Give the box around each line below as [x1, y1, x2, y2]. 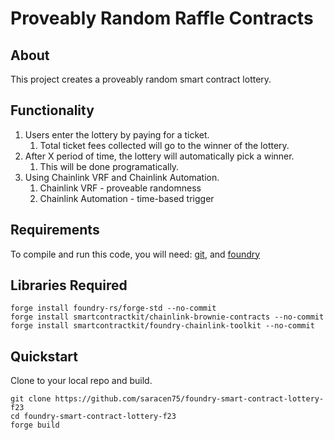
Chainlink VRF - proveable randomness [39, 182, 202, 194]
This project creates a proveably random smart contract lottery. [10, 73, 272, 85]
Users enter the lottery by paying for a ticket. [24, 128, 210, 141]
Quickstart [10, 348, 79, 365]
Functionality [10, 102, 95, 119]
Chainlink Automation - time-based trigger [39, 192, 215, 204]
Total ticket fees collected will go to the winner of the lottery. [39, 139, 290, 151]
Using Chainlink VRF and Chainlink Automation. [24, 171, 220, 183]
